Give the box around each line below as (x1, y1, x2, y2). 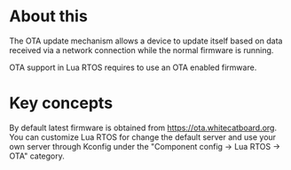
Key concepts (9, 93, 114, 113)
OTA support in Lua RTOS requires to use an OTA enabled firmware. (9, 62, 257, 73)
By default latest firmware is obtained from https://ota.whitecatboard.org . (9, 122, 278, 133)
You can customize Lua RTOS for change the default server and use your (9, 131, 277, 143)
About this (9, 6, 89, 27)
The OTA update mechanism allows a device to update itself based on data (9, 35, 283, 46)
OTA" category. (9, 151, 65, 161)
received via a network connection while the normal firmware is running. (9, 44, 274, 55)
